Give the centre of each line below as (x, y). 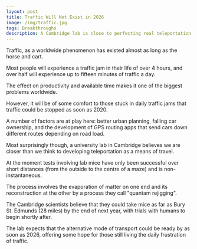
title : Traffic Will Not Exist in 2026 (55, 17)
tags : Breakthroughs (32, 28)
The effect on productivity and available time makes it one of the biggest (94, 86)
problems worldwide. (32, 92)
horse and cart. (25, 57)
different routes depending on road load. (55, 134)
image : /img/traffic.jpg (37, 22)
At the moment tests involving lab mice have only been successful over (93, 163)
